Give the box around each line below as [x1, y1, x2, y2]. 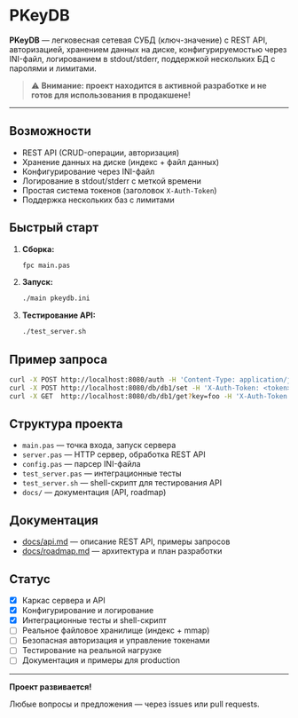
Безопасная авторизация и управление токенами [21, 635, 210, 646]
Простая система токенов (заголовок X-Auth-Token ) [21, 185, 217, 195]
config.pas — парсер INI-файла [21, 459, 141, 469]
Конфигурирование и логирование [21, 605, 154, 616]
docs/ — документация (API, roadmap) [21, 487, 167, 498]
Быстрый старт [9, 220, 99, 235]
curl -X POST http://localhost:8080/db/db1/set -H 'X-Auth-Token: [9, 383, 260, 392]
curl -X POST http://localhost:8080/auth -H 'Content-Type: [9, 375, 237, 384]
